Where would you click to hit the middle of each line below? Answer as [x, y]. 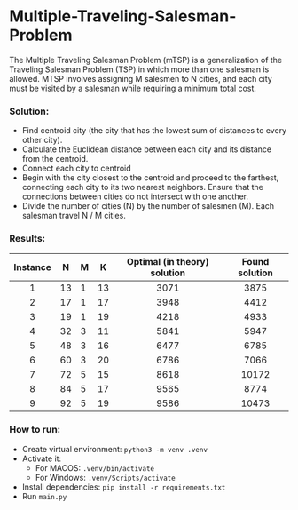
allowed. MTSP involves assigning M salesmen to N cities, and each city [141, 78]
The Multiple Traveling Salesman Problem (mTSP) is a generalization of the [146, 60]
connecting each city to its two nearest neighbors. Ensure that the [142, 187]
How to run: [35, 430]
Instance [32, 267]
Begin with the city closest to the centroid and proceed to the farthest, [150, 178]
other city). [42, 140]
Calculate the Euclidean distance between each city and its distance [147, 149]
